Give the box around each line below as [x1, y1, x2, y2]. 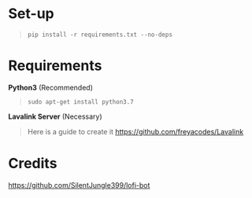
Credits [8, 155, 57, 173]
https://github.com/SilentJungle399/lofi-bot [8, 180, 150, 189]
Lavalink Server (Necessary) [8, 112, 102, 121]
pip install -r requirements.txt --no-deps [27, 31, 173, 38]
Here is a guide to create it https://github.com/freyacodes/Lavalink [27, 126, 244, 136]
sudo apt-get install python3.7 [27, 97, 134, 106]
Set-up [8, 5, 54, 23]
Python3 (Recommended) [8, 82, 93, 92]
